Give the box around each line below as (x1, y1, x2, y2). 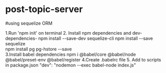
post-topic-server (5, 4, 83, 15)
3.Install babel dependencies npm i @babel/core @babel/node (5, 51, 136, 57)
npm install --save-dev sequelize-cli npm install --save (38, 35, 153, 41)
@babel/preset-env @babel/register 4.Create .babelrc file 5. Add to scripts (5, 56, 161, 62)
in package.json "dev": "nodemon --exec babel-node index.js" (5, 62, 136, 68)
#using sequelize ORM (5, 20, 53, 26)
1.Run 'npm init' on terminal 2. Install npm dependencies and (5, 30, 131, 36)
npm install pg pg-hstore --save (5, 46, 72, 52)
